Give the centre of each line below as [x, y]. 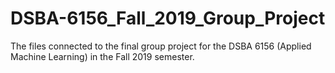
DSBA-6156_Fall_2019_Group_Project [168, 18]
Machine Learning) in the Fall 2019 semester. [102, 56]
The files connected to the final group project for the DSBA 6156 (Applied [161, 46]
